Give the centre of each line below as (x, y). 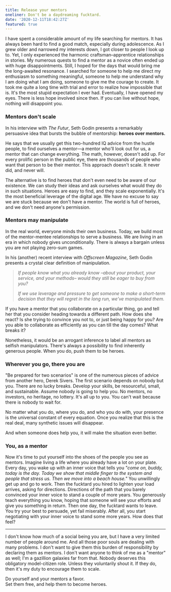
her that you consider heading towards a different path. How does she (79, 314)
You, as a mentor (26, 446)
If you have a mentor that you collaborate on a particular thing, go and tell (82, 308)
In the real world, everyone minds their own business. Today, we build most (84, 231)
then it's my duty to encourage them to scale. (53, 569)
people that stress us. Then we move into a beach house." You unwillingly (83, 478)
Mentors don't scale (31, 117)
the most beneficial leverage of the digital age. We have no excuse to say (82, 196)
